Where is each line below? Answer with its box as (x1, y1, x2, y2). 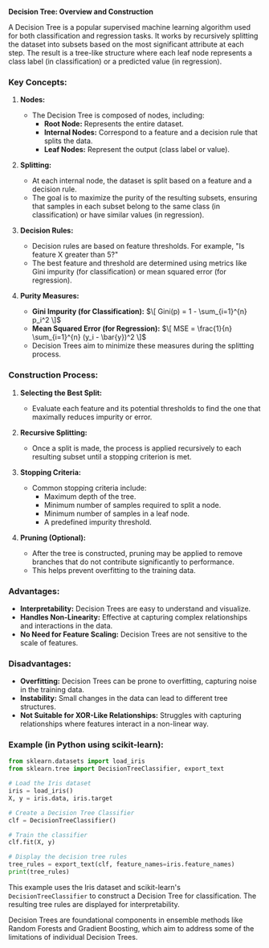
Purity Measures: (19, 291, 79, 301)
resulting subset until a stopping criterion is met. (31, 451, 192, 461)
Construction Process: (8, 369, 99, 381)
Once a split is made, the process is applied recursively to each (31, 443, 243, 453)
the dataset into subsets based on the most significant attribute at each (8, 39, 245, 49)
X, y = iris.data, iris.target (8, 794, 113, 802)
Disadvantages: (8, 657, 71, 669)
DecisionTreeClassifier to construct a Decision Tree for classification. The (8, 891, 257, 901)
